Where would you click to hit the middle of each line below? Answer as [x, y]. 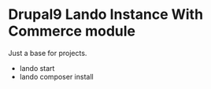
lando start [37, 68]
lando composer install [56, 76]
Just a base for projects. [48, 53]
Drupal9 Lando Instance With [105, 15]
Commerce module [72, 31]
